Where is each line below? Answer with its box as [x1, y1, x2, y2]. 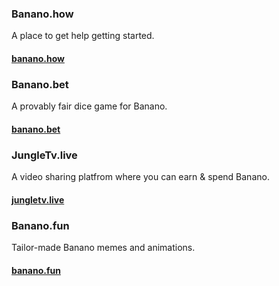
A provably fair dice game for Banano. [11, 100, 168, 112]
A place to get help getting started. [11, 30, 155, 42]
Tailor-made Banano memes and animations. [11, 241, 196, 253]
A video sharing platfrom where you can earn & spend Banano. [11, 171, 270, 183]
